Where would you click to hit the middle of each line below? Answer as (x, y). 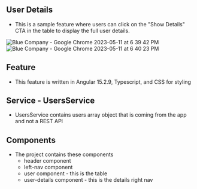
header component (47, 161)
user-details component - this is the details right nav (88, 180)
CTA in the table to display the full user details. (72, 31)
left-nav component (48, 167)
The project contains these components (64, 154)
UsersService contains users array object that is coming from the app (101, 115)
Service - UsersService (51, 101)
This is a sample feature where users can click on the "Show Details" (100, 24)
